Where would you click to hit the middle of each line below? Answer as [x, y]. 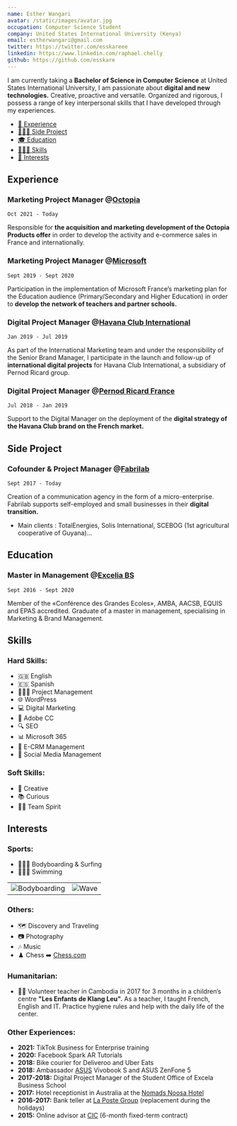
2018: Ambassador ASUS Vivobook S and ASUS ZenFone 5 [104, 1070]
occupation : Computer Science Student [64, 27]
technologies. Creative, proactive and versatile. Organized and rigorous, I [115, 95]
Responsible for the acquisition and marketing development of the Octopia [118, 227]
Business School [42, 1086]
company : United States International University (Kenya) [94, 34]
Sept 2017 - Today [34, 484]
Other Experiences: [41, 1032]
